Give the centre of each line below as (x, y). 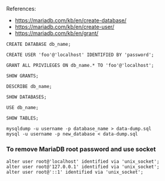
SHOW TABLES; (22, 118)
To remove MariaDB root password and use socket (81, 149)
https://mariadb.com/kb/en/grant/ (57, 33)
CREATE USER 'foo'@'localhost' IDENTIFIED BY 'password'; (80, 55)
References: (21, 9)
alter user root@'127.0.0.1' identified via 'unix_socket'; (83, 167)
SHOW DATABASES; (26, 97)
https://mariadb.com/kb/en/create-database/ (71, 20)
